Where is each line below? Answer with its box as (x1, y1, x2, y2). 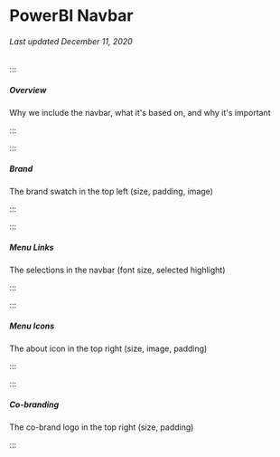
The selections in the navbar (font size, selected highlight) (9, 264, 226, 276)
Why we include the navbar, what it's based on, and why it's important (9, 108, 271, 119)
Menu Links (9, 242, 54, 252)
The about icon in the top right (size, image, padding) (9, 343, 208, 354)
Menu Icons (9, 320, 55, 331)
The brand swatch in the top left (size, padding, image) (9, 186, 214, 197)
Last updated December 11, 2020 (9, 35, 133, 46)
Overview (9, 84, 47, 95)
